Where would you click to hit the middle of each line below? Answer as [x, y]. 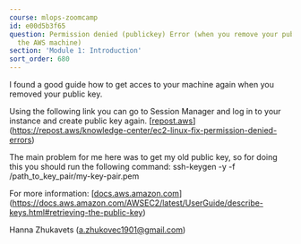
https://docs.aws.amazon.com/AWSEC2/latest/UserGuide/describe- [138, 203]
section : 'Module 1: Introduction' [76, 51]
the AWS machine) [50, 42]
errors [21, 140]
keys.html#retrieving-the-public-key [76, 212]
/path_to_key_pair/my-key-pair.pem [74, 176]
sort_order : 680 [39, 59]
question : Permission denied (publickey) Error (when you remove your [144, 34]
